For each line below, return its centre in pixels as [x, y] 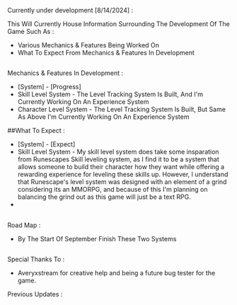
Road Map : [24, 225]
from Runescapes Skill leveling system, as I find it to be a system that [118, 159]
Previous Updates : [35, 294]
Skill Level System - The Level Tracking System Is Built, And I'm [110, 94]
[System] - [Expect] [46, 144]
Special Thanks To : [36, 259]
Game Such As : [31, 31]
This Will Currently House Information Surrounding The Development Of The [118, 24]
